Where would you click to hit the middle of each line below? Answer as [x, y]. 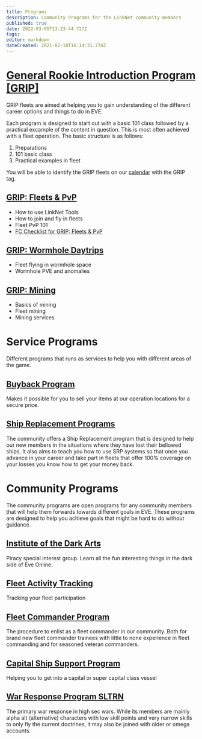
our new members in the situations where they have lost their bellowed [94, 445]
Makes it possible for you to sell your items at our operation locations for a [98, 398]
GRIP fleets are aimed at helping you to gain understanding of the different [98, 105]
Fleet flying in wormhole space [53, 265]
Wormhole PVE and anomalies [52, 271]
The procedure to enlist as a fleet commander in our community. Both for [97, 632]
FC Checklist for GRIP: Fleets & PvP [59, 231]
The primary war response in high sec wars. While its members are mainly [98, 711]
